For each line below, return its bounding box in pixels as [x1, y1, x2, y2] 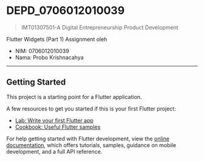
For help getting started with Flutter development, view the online [6, 135, 170, 142]
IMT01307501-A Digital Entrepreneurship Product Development [21, 24, 178, 31]
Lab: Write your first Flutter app [15, 117, 94, 124]
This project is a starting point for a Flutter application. [6, 93, 142, 100]
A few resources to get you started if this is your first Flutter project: [6, 104, 176, 112]
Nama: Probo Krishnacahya [15, 53, 84, 61]
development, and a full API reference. [6, 148, 103, 155]
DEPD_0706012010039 [6, 4, 125, 18]
